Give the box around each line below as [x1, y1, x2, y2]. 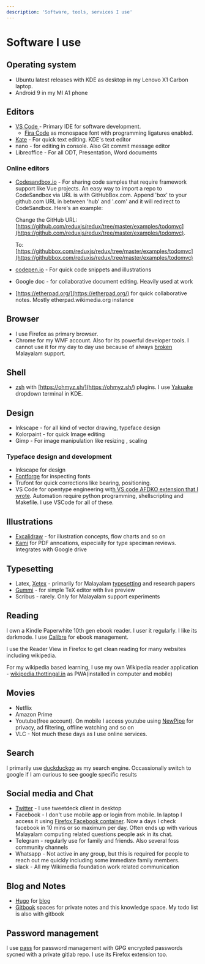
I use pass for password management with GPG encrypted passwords [6, 944, 183, 951]
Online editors [6, 164, 50, 173]
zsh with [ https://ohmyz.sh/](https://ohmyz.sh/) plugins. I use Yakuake [15, 383, 193, 391]
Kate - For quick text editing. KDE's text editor [15, 136, 132, 143]
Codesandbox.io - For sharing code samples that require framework [15, 178, 187, 186]
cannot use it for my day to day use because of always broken [15, 343, 173, 350]
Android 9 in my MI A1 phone [15, 89, 88, 96]
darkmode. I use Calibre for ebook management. [6, 633, 129, 641]
